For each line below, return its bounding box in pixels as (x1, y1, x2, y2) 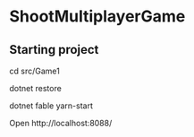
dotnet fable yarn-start (9, 100, 94, 111)
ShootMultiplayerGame (9, 6, 186, 27)
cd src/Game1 (9, 65, 60, 76)
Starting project (9, 42, 99, 57)
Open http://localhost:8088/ (9, 118, 113, 128)
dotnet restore (9, 83, 63, 93)
